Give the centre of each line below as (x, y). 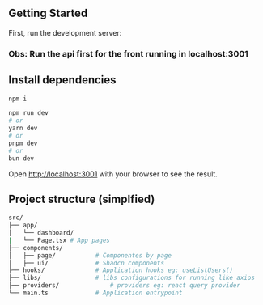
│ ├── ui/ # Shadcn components (86, 263)
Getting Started (48, 13)
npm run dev (28, 113)
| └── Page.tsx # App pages (59, 240)
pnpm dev (23, 143)
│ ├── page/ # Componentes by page (90, 255)
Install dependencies (62, 80)
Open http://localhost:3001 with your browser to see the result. (113, 174)
